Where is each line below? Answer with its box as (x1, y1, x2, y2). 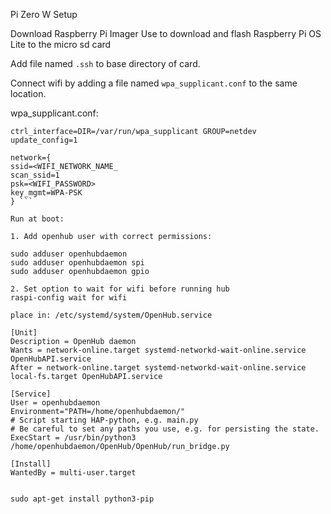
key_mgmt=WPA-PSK (10, 188, 83, 198)
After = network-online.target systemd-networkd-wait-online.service (10, 363, 307, 373)
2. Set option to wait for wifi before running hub (10, 284, 230, 294)
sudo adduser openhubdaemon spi (10, 258, 145, 268)
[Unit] (10, 328, 38, 338)
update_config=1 (10, 135, 78, 145)
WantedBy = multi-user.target (10, 468, 137, 478)
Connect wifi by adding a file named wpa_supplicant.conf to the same (10, 77, 298, 89)
